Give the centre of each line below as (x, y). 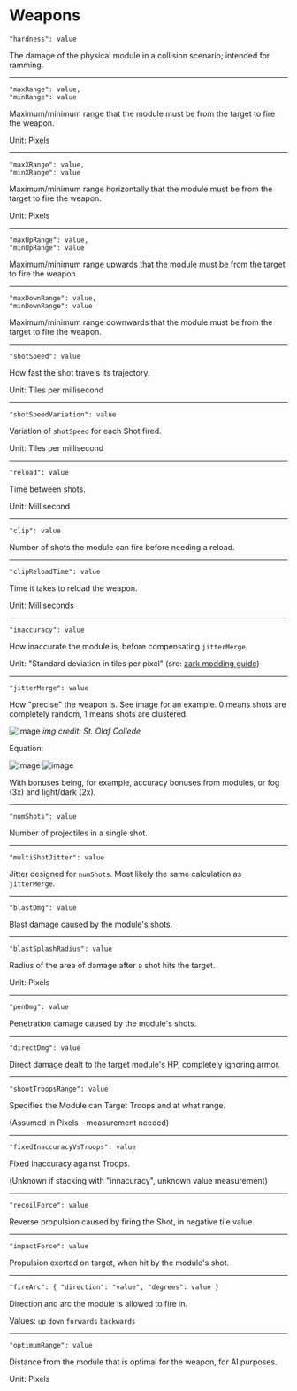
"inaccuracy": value (47, 630)
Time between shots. (47, 489)
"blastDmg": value (43, 908)
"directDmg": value (45, 1048)
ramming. (27, 65)
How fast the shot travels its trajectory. (80, 372)
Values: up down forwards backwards (72, 1320)
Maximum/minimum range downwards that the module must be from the (141, 322)
